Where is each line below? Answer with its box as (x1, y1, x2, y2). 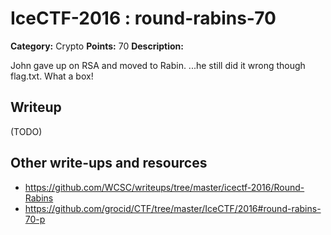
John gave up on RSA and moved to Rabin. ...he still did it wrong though (10, 59, 306, 71)
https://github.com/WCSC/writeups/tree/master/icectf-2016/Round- (24, 181, 305, 193)
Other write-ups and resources (10, 155, 208, 172)
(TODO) (10, 125, 43, 137)
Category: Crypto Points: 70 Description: (10, 40, 184, 52)
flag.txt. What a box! (10, 70, 94, 82)
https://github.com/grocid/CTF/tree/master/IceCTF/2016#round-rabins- (24, 202, 322, 214)
